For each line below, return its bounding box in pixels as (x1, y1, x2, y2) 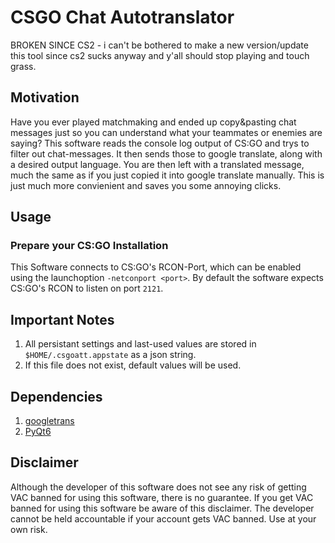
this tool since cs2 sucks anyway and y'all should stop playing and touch (10, 49, 310, 61)
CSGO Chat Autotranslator (10, 6, 235, 29)
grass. (10, 60, 37, 72)
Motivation (10, 89, 80, 106)
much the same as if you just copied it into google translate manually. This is (10, 169, 325, 181)
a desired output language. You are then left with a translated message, (10, 158, 305, 170)
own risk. (10, 523, 48, 535)
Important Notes (10, 311, 115, 328)
